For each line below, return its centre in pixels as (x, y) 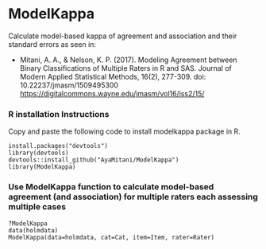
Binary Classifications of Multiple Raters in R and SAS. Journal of (126, 68)
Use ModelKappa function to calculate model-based (111, 187)
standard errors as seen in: (52, 44)
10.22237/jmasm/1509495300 (69, 85)
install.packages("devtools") (58, 146)
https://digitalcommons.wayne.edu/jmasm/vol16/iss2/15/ (112, 93)
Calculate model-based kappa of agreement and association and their (123, 36)
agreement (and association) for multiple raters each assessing (133, 197)
